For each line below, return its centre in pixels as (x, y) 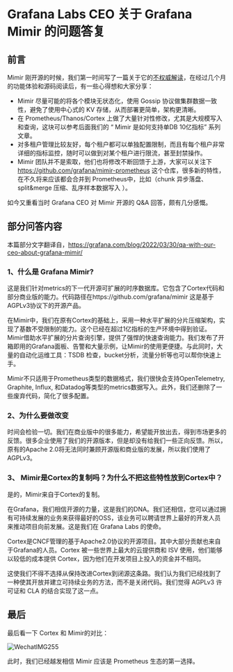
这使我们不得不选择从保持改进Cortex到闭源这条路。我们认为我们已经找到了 (114, 573)
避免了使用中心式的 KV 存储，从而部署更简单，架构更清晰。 (115, 109)
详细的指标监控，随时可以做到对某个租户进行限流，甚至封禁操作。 (112, 153)
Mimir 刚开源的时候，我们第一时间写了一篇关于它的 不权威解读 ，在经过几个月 (116, 77)
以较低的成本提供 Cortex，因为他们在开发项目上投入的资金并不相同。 (106, 558)
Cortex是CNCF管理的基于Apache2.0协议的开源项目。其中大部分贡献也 (108, 541)
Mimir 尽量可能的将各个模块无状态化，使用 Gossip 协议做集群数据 (111, 101)
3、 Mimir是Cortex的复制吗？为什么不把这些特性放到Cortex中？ (115, 478)
